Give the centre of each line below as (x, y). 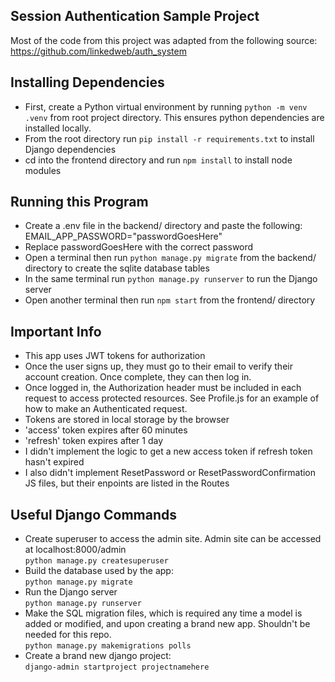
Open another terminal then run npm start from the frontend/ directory (170, 300)
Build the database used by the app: (99, 571)
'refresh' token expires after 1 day (94, 441)
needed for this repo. (68, 635)
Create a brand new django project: (98, 656)
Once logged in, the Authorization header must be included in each (163, 388)
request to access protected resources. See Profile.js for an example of (172, 398)
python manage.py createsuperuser (96, 561)
